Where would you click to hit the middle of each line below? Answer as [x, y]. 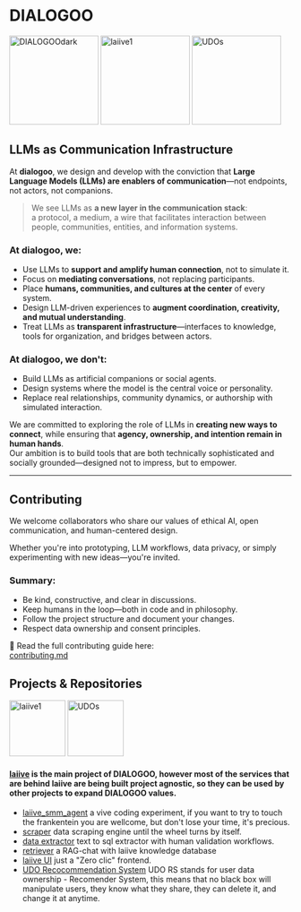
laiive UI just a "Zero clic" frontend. [87, 860]
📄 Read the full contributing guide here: [82, 646]
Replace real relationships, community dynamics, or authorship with [147, 398]
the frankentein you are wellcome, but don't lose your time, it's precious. [156, 822]
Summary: [33, 581]
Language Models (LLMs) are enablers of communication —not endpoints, [148, 181]
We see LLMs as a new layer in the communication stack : [139, 208]
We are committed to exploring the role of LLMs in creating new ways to [143, 425]
